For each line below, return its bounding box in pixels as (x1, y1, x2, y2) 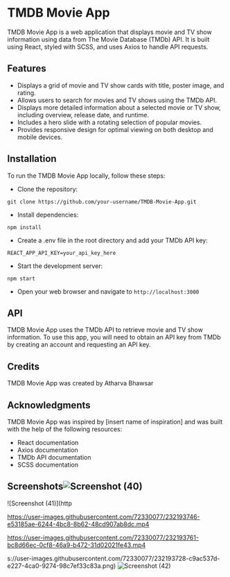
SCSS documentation (17, 460, 78, 469)
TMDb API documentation (17, 453, 91, 461)
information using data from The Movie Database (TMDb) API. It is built (7, 35, 210, 43)
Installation (7, 153, 57, 165)
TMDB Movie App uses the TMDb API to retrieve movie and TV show (7, 326, 203, 334)
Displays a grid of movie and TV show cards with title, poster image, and (17, 81, 224, 90)
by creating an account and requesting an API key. (7, 340, 151, 349)
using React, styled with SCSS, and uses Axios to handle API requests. (7, 42, 209, 51)
